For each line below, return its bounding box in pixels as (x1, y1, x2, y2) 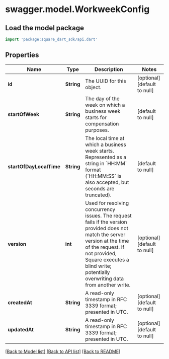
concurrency (85, 205, 116, 212)
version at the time (85, 237, 129, 244)
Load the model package (5, 24, 84, 32)
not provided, (85, 250, 117, 257)
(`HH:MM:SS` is (85, 172, 122, 179)
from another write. (85, 281, 131, 288)
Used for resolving (85, 199, 129, 206)
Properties (5, 51, 39, 59)
